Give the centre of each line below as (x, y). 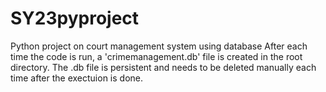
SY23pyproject (75, 18)
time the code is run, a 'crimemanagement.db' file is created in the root (156, 56)
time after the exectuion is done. (77, 78)
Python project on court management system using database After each (159, 46)
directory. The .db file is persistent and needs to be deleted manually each (163, 67)
